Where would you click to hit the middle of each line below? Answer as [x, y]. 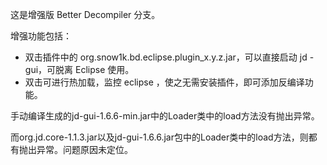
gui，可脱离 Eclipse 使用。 [79, 69]
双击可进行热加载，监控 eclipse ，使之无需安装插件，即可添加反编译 [164, 82]
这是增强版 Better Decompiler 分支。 [85, 14]
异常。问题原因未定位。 [84, 149]
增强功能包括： [41, 36]
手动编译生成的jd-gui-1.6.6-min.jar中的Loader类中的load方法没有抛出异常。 [165, 116]
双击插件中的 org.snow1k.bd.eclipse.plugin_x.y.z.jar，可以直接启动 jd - [169, 57]
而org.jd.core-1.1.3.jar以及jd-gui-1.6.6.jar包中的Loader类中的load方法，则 [159, 137]
